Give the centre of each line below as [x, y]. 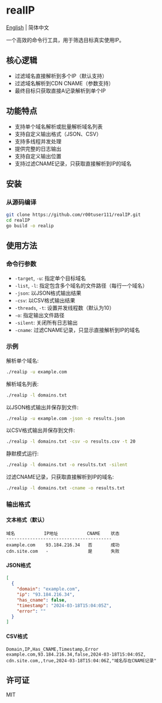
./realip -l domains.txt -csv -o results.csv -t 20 [71, 441]
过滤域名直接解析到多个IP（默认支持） [61, 76]
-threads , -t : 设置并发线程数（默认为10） [65, 308]
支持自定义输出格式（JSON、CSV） [58, 134]
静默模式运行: [23, 454]
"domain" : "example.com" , [49, 589]
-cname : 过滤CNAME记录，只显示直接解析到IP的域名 [77, 330]
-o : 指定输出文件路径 [39, 315]
